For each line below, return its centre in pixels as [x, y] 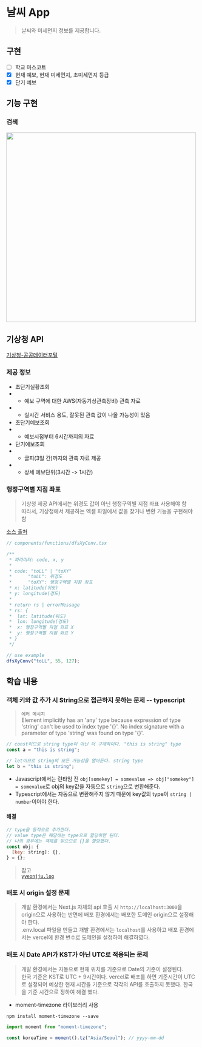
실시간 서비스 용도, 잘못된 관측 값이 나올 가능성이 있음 [87, 415]
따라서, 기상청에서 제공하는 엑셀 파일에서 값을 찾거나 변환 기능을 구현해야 [107, 511]
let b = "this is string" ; [40, 766]
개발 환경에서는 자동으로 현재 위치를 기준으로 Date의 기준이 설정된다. [102, 969]
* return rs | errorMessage [44, 605]
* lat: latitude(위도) [38, 616]
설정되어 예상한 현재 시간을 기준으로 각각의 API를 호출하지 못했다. [105, 984]
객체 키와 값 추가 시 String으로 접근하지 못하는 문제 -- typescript [96, 700]
